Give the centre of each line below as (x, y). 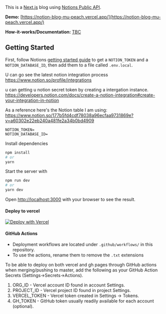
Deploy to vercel (22, 211)
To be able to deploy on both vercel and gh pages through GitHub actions (81, 265)
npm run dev (17, 180)
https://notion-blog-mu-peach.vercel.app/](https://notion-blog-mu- (91, 17)
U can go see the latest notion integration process (57, 74)
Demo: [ (14, 17)
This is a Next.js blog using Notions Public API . (53, 7)
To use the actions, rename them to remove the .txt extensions (78, 255)
